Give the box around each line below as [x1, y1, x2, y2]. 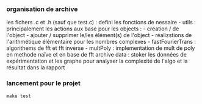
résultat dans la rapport [6, 64, 65, 71]
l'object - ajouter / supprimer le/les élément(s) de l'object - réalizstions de [6, 32, 192, 39]
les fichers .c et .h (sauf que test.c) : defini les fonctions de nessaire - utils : [6, 19, 197, 26]
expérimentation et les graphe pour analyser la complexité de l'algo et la [6, 57, 188, 65]
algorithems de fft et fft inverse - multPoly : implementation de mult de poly [6, 44, 195, 52]
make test [6, 93, 32, 99]
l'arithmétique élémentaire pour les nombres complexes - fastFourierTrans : [6, 38, 197, 46]
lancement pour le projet [6, 79, 81, 88]
